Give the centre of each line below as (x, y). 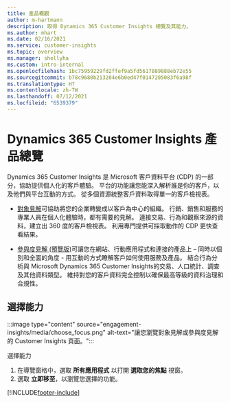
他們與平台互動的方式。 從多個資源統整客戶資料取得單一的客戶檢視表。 (113, 194)
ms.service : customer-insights (52, 45)
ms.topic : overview (35, 52)
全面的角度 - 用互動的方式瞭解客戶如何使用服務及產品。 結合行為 (120, 257)
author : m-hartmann (35, 20)
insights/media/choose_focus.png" (57, 332)
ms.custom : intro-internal (46, 65)
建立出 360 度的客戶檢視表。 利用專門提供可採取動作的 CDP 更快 (120, 226)
